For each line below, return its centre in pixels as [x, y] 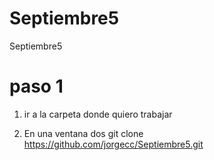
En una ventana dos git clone [83, 133]
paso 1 [36, 86]
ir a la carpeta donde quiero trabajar [98, 114]
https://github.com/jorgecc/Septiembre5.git [113, 144]
